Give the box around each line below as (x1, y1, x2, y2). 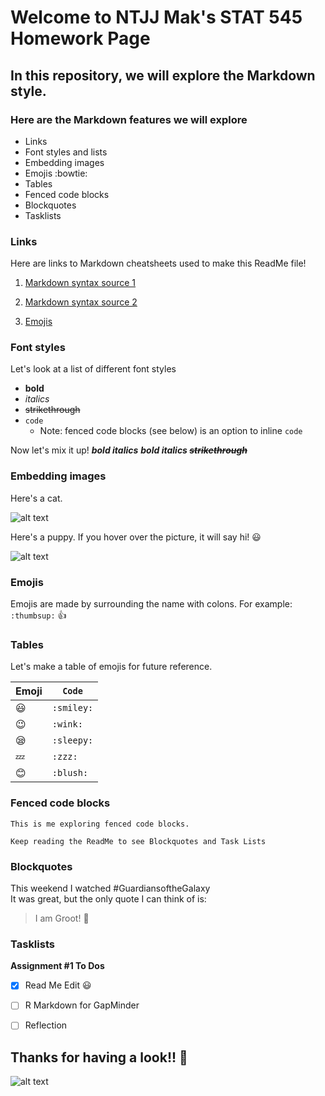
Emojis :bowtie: (24, 167, 88, 179)
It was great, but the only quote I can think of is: (10, 892, 207, 905)
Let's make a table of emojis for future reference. (10, 661, 213, 673)
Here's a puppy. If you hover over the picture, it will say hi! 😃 (10, 531, 262, 543)
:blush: (51, 767, 89, 779)
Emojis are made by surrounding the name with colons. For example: (10, 598, 293, 610)
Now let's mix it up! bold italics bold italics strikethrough (10, 444, 248, 456)
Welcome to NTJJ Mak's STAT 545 (10, 6, 303, 29)
